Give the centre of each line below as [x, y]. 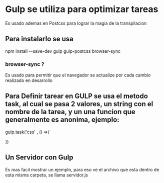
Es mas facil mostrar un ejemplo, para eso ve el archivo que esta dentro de [82, 169]
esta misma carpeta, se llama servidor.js [47, 175]
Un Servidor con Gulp [39, 158]
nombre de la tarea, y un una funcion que [70, 112]
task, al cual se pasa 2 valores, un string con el [79, 104]
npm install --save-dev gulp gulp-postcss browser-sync [63, 51]
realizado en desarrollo [29, 80]
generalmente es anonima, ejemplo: [62, 120]
